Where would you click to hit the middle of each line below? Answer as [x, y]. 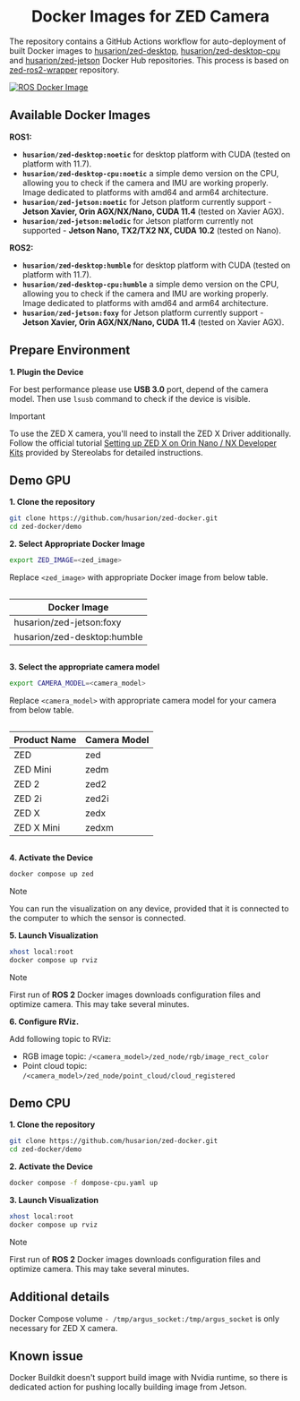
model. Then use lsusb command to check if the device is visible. [130, 398]
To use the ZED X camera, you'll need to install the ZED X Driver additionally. [150, 433]
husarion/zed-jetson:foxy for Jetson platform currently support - [143, 312]
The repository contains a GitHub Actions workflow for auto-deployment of [148, 41]
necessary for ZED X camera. [64, 1328]
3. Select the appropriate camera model [84, 667]
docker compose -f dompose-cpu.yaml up [84, 1183]
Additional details [60, 1297]
